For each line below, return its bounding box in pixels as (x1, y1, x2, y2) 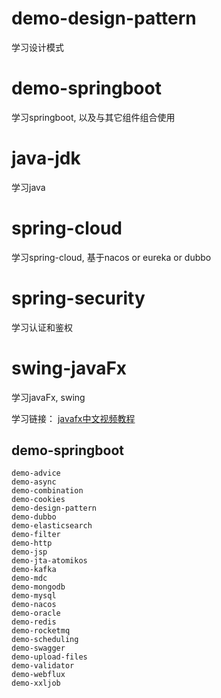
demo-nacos (11, 600, 57, 610)
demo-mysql (11, 591, 57, 601)
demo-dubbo (11, 512, 57, 522)
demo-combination (11, 486, 84, 496)
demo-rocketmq (11, 626, 71, 636)
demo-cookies (11, 495, 66, 505)
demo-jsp (11, 547, 48, 557)
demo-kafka (11, 565, 57, 575)
